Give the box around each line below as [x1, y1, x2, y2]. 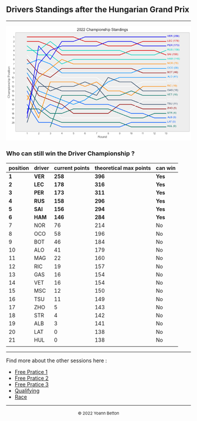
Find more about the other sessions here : [6, 357, 107, 364]
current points [53, 164, 90, 171]
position [8, 164, 29, 171]
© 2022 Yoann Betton [77, 410, 120, 416]
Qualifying [14, 387, 40, 394]
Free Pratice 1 [14, 368, 48, 375]
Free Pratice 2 [14, 375, 49, 382]
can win [155, 164, 176, 171]
